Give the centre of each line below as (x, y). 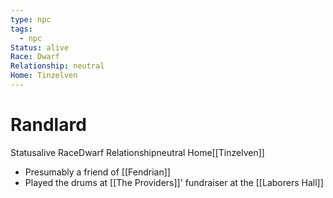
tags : (21, 29)
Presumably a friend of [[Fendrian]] (97, 172)
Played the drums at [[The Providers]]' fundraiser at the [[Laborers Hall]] (174, 182)
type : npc (31, 19)
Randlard (48, 125)
